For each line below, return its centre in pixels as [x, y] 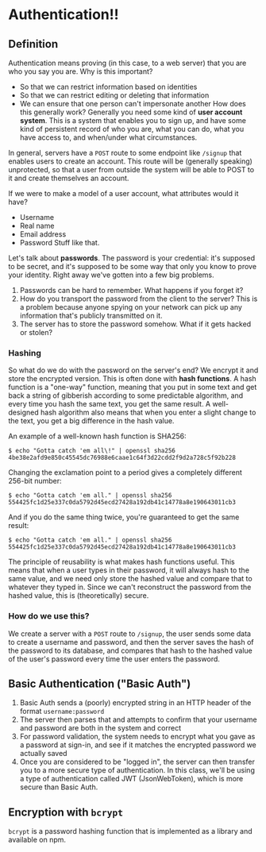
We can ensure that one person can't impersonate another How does [133, 104]
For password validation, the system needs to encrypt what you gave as [137, 737]
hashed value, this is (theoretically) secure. [79, 596]
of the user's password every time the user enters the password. [114, 659]
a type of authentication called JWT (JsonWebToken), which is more [131, 779]
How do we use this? [49, 616]
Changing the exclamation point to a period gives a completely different [125, 472]
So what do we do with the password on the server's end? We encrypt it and [133, 370]
